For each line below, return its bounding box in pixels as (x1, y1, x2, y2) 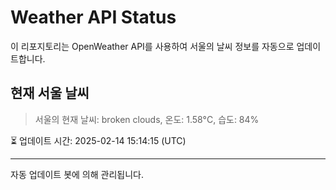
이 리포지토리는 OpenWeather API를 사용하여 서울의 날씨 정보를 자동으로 (10, 40, 295, 52)
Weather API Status (10, 6, 177, 29)
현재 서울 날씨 (10, 85, 90, 102)
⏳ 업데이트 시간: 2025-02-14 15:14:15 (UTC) (10, 134, 187, 146)
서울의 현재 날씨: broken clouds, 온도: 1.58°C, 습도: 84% (34, 113, 260, 125)
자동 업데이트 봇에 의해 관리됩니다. (10, 168, 144, 180)
